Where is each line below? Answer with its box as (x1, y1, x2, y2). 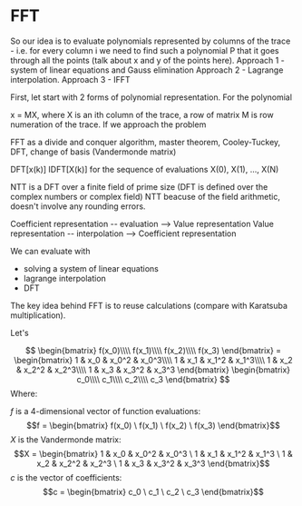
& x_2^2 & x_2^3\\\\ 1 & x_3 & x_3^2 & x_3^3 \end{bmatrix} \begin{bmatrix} (15, 364, 291, 375)
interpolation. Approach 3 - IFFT (10, 74, 131, 84)
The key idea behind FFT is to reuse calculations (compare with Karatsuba (10, 300, 288, 311)
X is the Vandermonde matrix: (10, 433, 122, 445)
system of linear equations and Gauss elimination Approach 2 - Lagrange (10, 64, 284, 75)
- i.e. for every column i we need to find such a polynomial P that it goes (10, 45, 279, 55)
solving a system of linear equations (23, 263, 160, 273)
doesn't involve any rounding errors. (10, 201, 146, 212)
